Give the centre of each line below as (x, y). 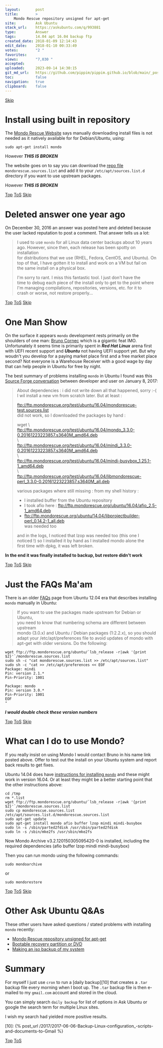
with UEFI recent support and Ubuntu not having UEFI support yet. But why (80, 351)
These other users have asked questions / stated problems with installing (78, 924)
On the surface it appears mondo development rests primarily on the (72, 336)
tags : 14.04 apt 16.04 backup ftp (49, 37)
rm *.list (15, 798)
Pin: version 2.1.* (25, 674)
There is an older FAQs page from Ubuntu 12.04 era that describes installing (81, 598)
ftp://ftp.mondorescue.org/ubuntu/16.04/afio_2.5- (107, 506)
